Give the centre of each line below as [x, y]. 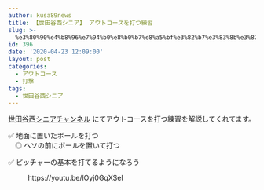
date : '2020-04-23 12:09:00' [56, 52]
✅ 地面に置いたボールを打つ [53, 136]
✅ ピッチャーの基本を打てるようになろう [74, 163]
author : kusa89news [40, 15]
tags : [17, 88]
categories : [27, 67]
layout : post [29, 60]
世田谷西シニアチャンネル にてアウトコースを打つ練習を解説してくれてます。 [132, 119]
